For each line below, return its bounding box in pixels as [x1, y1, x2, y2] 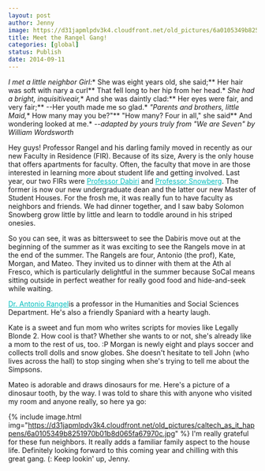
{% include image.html [8, 412, 82, 421]
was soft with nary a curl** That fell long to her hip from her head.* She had [8, 85, 255, 95]
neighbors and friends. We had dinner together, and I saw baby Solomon [8, 201, 244, 211]
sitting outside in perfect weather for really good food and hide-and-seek [8, 275, 246, 285]
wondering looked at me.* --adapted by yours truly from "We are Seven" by [8, 119, 256, 129]
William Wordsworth [8, 127, 74, 136]
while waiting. [8, 283, 54, 293]
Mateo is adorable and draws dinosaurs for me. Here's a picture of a [8, 379, 230, 389]
